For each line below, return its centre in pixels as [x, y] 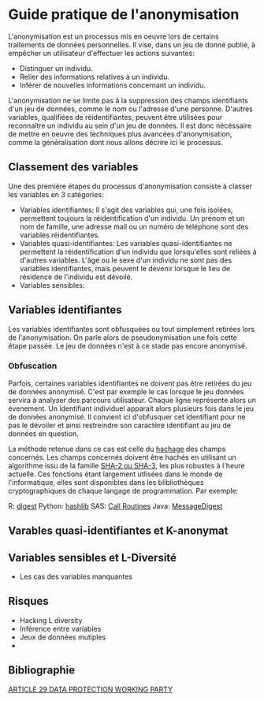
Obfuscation [33, 366]
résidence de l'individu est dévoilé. [76, 277]
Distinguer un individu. [56, 68]
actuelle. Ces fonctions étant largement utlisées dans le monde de [115, 474]
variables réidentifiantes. [59, 235]
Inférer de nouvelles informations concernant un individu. [113, 85]
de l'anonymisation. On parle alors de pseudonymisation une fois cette [123, 337]
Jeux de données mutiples [63, 637]
